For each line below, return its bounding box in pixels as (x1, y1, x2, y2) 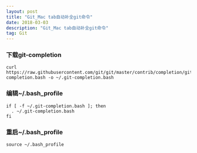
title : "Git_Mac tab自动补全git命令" (6, 14, 93, 20)
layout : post (6, 8, 38, 15)
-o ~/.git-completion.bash (47, 74, 114, 81)
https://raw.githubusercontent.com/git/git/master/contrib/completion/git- (6, 70, 195, 76)
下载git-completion (6, 51, 62, 59)
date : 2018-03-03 (6, 19, 49, 25)
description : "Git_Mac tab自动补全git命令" (6, 25, 108, 31)
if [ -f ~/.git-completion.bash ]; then (6, 103, 107, 109)
